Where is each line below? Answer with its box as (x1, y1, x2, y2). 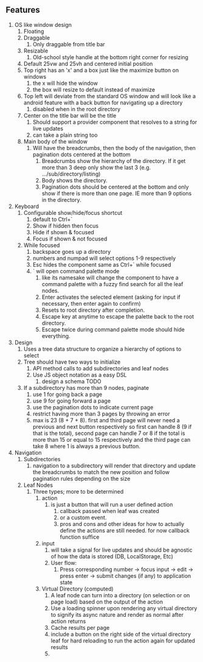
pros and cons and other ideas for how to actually (60, 520, 185, 527)
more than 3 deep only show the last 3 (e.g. (41, 164, 151, 171)
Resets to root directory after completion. (41, 306, 145, 314)
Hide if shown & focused (32, 228, 95, 236)
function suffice (60, 533, 100, 541)
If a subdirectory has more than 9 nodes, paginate (23, 384, 150, 391)
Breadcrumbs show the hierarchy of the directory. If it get (41, 157, 186, 164)
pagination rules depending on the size (32, 475, 131, 482)
